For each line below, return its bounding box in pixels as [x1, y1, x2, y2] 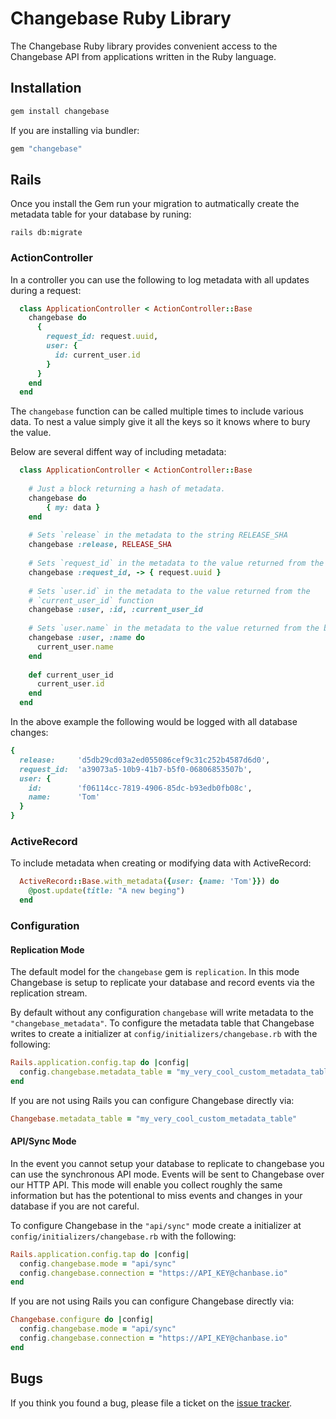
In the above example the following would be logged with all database [10, 716, 298, 728]
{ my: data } [46, 502, 101, 512]
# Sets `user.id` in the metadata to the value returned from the [28, 586, 311, 596]
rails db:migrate [10, 228, 83, 238]
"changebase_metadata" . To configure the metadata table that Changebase [10, 1017, 315, 1029]
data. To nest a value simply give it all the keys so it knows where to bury [10, 416, 311, 428]
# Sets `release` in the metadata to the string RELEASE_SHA [28, 530, 288, 541]
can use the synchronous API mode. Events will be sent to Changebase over [10, 1168, 325, 1180]
